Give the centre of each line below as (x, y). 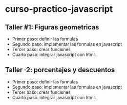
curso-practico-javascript (59, 9)
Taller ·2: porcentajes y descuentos (60, 70)
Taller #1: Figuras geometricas (52, 27)
